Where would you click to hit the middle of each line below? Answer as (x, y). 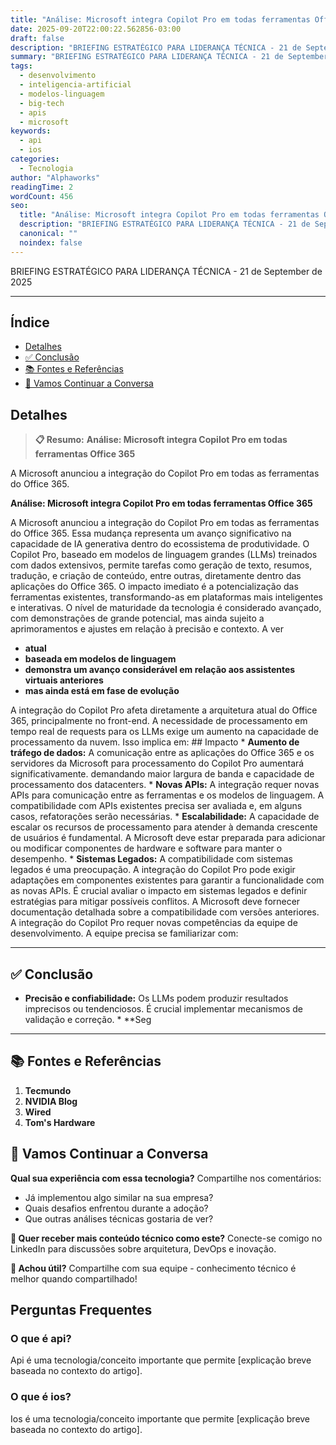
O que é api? (41, 1338)
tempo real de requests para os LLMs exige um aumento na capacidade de (165, 732)
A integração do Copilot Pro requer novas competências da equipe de (154, 923)
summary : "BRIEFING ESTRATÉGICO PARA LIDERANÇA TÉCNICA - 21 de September (169, 57)
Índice (30, 322)
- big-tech (42, 103)
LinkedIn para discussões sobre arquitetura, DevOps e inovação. (143, 1248)
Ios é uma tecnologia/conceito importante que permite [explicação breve (160, 1418)
